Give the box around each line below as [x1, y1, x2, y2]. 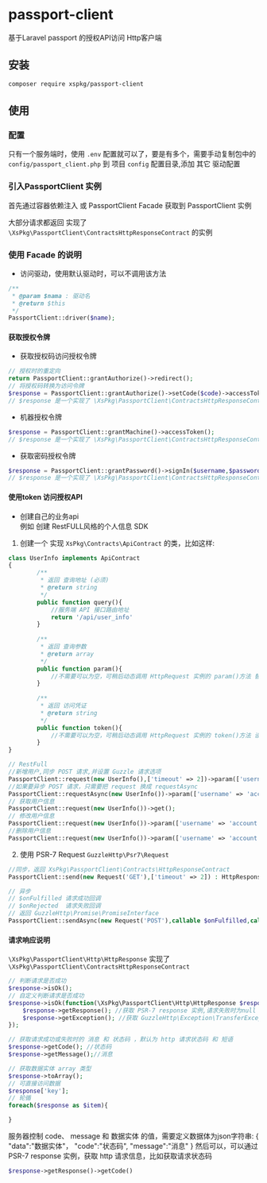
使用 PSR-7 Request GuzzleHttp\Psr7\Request [19, 849, 169, 859]
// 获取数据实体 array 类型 [8, 1065, 91, 1073]
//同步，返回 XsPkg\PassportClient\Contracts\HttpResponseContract [8, 865, 230, 873]
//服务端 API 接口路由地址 [50, 605, 130, 613]
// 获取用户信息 [8, 797, 55, 806]
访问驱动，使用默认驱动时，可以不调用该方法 [19, 269, 167, 278]
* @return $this [11, 300, 66, 307]
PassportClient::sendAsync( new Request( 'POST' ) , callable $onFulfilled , [8, 917, 250, 925]
